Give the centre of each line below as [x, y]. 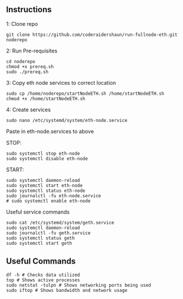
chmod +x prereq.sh [30, 67]
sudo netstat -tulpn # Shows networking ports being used [79, 285]
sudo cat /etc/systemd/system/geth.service [60, 222]
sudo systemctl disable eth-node [47, 158]
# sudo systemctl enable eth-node [49, 201]
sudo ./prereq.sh [27, 72]
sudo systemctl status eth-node [46, 191]
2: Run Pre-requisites [32, 51]
